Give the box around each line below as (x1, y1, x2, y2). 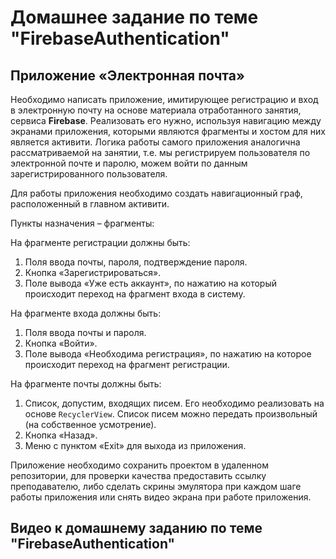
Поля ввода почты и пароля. (24, 327, 147, 338)
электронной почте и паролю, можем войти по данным (10, 157, 248, 169)
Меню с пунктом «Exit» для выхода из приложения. (24, 440, 247, 451)
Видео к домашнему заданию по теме (10, 520, 263, 537)
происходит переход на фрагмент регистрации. (24, 359, 230, 370)
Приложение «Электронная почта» (10, 67, 245, 84)
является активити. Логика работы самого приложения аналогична (10, 136, 301, 148)
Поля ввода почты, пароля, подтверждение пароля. (24, 256, 248, 268)
